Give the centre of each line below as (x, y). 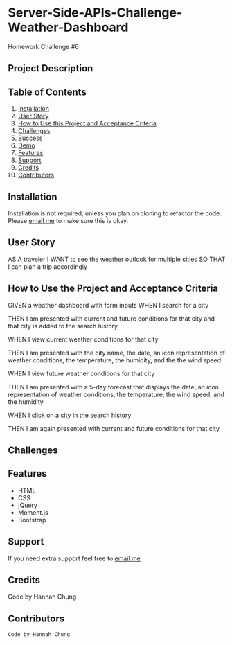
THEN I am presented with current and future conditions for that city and (111, 318)
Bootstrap (32, 520)
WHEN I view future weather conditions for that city (81, 373)
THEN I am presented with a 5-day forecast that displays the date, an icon (113, 387)
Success (30, 138)
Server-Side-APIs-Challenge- (95, 13)
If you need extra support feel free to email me (74, 558)
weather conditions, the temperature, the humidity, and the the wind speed (115, 360)
